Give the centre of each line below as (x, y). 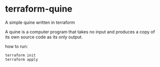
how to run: (17, 46)
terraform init (20, 55)
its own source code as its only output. (44, 37)
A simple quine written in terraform (40, 22)
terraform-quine (39, 9)
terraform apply (21, 59)
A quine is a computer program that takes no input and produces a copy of (80, 32)
